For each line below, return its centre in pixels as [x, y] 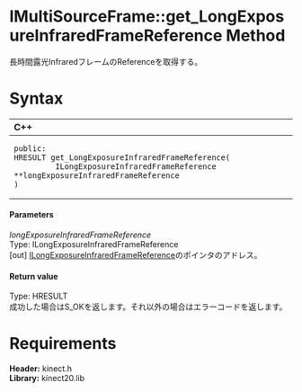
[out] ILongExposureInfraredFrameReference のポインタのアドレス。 [136, 255]
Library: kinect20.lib [47, 379]
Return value [34, 276]
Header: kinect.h [40, 369]
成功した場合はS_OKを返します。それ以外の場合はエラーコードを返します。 [148, 307]
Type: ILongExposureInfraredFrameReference [94, 245]
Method [256, 36]
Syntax [36, 98]
